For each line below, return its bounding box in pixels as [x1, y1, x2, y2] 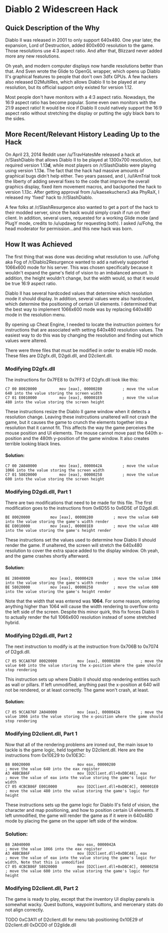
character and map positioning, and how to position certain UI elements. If [5, 807, 159, 813]
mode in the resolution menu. [5, 311, 66, 317]
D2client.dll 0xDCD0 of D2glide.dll [5, 922, 76, 928]
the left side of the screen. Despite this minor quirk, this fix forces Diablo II [5, 609, 159, 615]
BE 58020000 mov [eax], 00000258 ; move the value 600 [5, 584, 158, 590]
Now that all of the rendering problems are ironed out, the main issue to [5, 742, 153, 748]
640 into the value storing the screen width [5, 391, 102, 396]
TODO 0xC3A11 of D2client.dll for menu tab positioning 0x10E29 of [5, 917, 143, 923]
